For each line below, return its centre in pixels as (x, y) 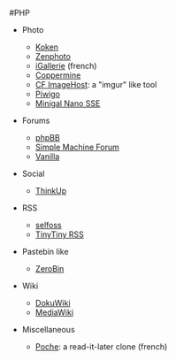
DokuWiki (53, 303)
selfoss (48, 225)
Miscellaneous (48, 329)
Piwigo (47, 94)
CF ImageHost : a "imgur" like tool (96, 84)
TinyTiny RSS (59, 234)
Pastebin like (45, 252)
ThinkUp (51, 191)
